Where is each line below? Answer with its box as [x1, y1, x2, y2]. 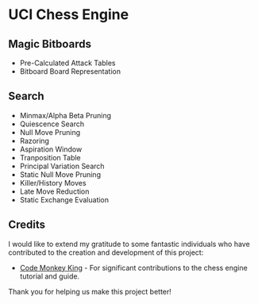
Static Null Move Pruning [19, 169, 102, 179]
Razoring [19, 136, 50, 145]
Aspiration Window [19, 144, 83, 154]
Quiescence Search [19, 119, 85, 129]
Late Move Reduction [19, 187, 90, 196]
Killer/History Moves [19, 178, 87, 187]
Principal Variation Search [19, 161, 105, 171]
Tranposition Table [19, 152, 81, 162]
